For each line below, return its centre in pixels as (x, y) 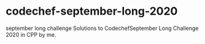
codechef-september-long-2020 (92, 11)
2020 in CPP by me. (31, 34)
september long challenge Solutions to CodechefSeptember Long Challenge (102, 28)
